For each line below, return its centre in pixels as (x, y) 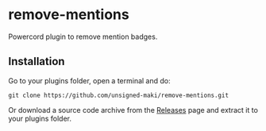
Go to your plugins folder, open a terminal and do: (89, 80)
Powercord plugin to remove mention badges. (83, 37)
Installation (37, 62)
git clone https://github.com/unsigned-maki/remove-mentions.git (118, 95)
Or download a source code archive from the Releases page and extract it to (133, 110)
